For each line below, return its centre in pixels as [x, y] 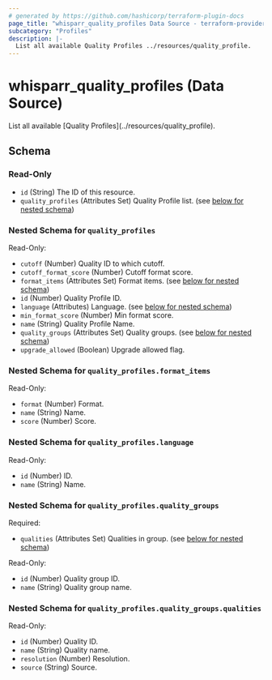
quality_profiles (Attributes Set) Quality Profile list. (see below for [132, 200]
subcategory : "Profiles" [50, 31]
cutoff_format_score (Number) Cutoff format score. [106, 272]
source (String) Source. [58, 667]
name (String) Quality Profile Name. [77, 324]
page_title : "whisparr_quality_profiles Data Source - [103, 24]
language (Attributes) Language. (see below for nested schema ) [126, 307]
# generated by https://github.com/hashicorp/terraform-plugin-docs [126, 16]
